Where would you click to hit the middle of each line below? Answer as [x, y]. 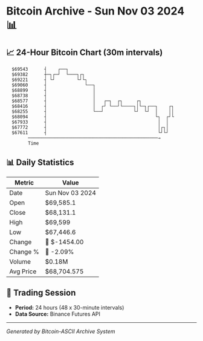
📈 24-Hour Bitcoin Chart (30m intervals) [85, 52]
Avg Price [23, 271]
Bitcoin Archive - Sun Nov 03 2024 [95, 11]
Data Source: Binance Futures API [58, 314]
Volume [20, 261]
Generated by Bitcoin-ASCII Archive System [61, 331]
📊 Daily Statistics [40, 162]
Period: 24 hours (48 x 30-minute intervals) [69, 307]
